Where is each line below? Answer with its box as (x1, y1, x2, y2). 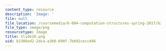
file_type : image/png (5, 25, 50, 30)
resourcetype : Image (5, 30, 48, 34)
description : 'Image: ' (5, 12, 54, 17)
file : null (5, 16, 28, 21)
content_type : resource (5, 7, 54, 12)
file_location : (5, 20, 37, 26)
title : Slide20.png (5, 34, 45, 39)
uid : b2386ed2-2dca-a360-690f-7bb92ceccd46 (5, 39, 96, 44)
